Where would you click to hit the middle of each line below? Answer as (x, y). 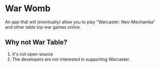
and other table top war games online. (43, 27)
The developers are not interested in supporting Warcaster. (71, 59)
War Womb (28, 8)
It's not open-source (32, 54)
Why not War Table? (36, 42)
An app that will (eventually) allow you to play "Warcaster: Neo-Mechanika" (80, 22)
